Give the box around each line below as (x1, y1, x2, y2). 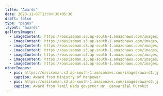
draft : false (5, 16, 32, 21)
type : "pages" (5, 20, 34, 26)
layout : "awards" (5, 25, 40, 30)
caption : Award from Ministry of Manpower (14, 75, 101, 80)
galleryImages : (5, 30, 36, 34)
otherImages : (5, 66, 32, 71)
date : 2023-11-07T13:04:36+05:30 (5, 12, 73, 16)
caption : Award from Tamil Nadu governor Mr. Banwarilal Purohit (14, 83, 149, 89)
